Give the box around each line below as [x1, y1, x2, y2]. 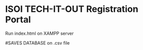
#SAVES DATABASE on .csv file [5, 40, 70, 46]
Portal [5, 14, 31, 25]
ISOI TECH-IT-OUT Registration [5, 3, 138, 15]
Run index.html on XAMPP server [5, 30, 74, 36]
